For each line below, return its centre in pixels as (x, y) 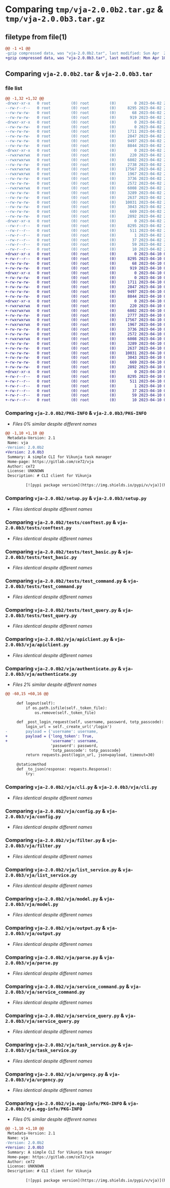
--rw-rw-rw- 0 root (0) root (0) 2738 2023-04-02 (83, 165)
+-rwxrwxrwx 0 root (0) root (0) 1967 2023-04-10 (83, 325)
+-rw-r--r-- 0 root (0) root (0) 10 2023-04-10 (83, 400)
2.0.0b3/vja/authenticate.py (41, 674)
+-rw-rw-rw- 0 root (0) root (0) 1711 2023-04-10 (83, 282)
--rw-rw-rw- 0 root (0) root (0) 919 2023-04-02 (83, 118)
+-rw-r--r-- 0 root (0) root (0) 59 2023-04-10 (83, 395)
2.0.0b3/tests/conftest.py (38, 528)
